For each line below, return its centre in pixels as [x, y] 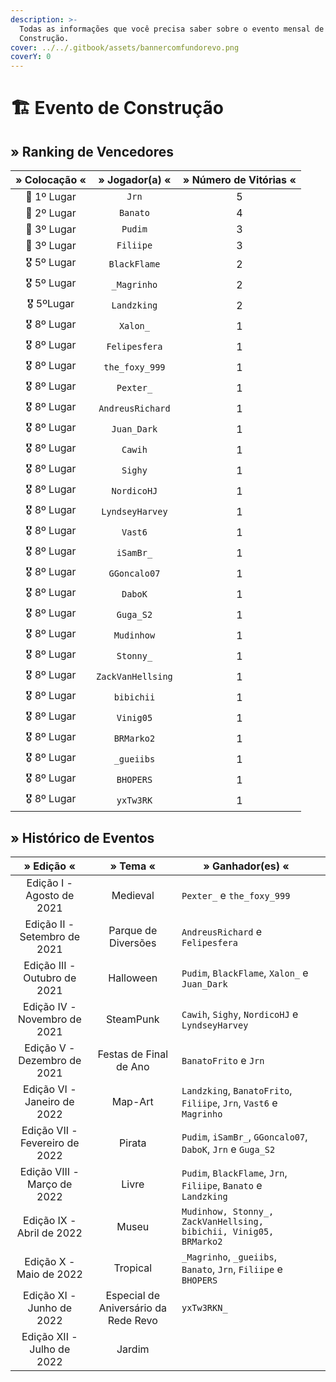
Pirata [133, 1143]
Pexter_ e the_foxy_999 [236, 895]
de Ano [132, 1066]
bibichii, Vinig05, [228, 1231]
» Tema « [133, 866]
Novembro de [49, 1019]
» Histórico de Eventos [82, 837]
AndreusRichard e [222, 931]
